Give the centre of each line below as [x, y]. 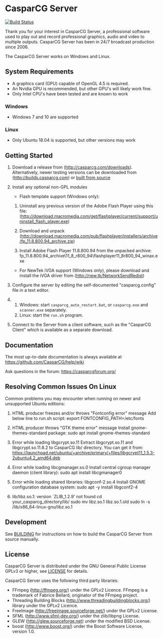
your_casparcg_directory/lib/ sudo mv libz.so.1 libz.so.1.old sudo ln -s [81, 502]
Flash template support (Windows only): [59, 197]
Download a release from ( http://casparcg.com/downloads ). [72, 167]
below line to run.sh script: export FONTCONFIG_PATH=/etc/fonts [78, 418]
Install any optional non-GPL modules [50, 187]
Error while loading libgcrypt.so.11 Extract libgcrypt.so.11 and [72, 442]
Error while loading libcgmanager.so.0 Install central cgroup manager [81, 467]
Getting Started [29, 156]
